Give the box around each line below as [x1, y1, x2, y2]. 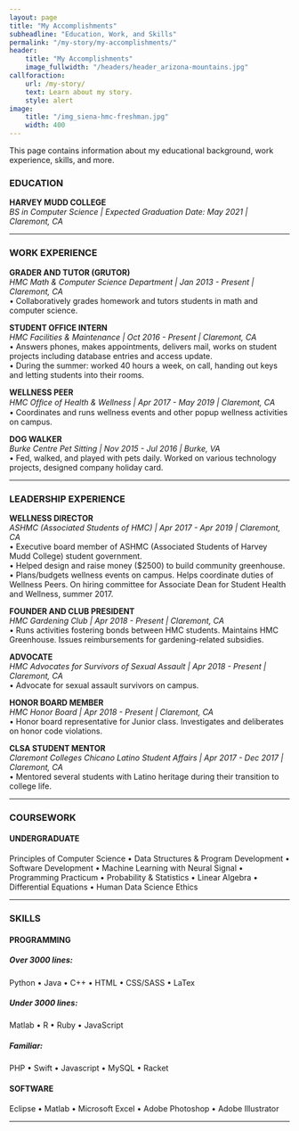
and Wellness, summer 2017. [9, 588, 114, 599]
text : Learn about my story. [25, 87, 133, 96]
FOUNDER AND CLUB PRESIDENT [9, 605, 135, 616]
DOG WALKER [9, 433, 62, 444]
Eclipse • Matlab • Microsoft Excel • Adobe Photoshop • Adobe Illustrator [9, 1102, 279, 1114]
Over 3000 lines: [9, 955, 73, 965]
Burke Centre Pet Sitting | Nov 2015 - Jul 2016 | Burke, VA [9, 443, 221, 454]
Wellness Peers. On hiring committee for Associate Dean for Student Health [9, 578, 287, 589]
